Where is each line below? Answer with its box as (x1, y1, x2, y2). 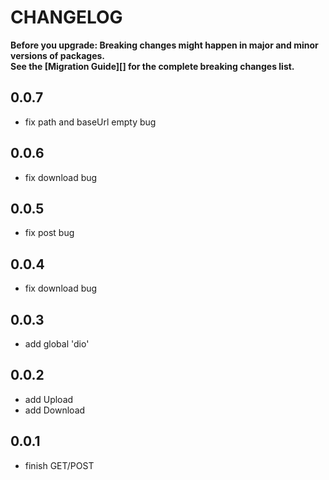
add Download (24, 404, 86, 416)
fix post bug (24, 227, 75, 239)
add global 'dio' (24, 338, 90, 350)
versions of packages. (10, 49, 106, 61)
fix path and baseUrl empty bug (24, 116, 157, 128)
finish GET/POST (24, 459, 95, 471)
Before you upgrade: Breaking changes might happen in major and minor (10, 39, 319, 51)
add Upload (24, 393, 74, 405)
